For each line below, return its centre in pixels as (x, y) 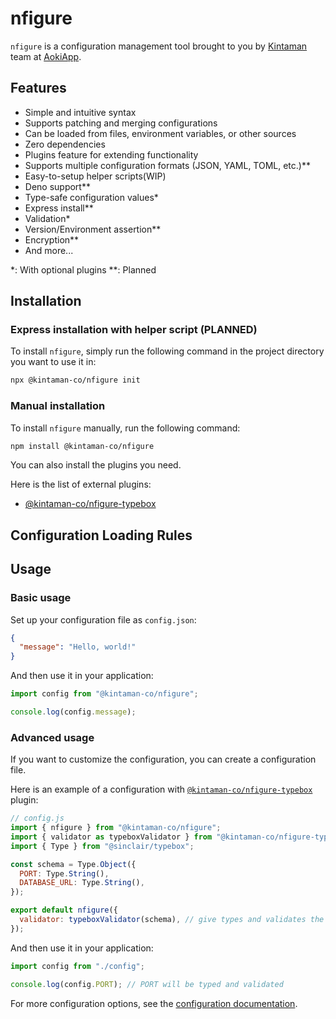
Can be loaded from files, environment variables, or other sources (160, 133)
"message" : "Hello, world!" (78, 647)
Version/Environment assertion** (93, 229)
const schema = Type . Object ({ (73, 864)
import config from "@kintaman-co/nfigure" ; (104, 694)
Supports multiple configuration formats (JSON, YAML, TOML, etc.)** (167, 165)
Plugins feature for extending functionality (111, 154)
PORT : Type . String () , (64, 873)
